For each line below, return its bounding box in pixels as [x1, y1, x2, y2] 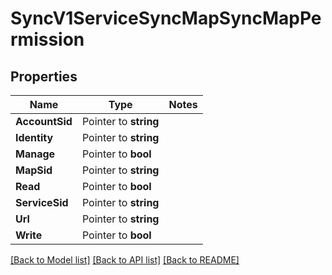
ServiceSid [15, 196, 69, 209]
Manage [15, 147, 56, 161]
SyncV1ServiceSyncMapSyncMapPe [10, 7, 322, 30]
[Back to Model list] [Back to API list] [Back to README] [10, 254, 240, 266]
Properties [10, 68, 78, 85]
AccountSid [15, 115, 73, 128]
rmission [10, 28, 85, 51]
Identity [15, 131, 54, 144]
